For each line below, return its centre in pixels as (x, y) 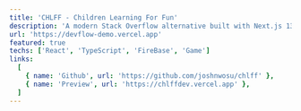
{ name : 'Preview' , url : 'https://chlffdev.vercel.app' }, (138, 84)
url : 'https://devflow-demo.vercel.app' (86, 34)
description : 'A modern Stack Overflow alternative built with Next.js (146, 26)
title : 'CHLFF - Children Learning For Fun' (94, 17)
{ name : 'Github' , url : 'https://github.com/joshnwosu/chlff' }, (150, 76)
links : (21, 59)
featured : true (38, 43)
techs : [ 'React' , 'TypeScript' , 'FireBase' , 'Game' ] (110, 51)
